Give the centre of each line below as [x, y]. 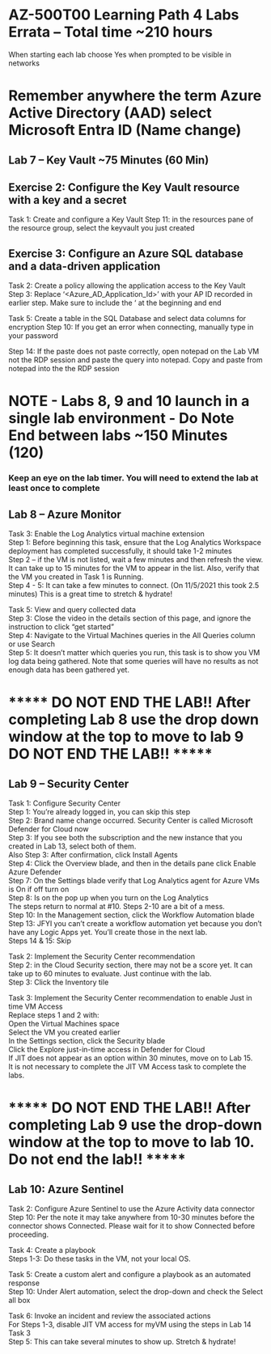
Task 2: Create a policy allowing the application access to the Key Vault [127, 286]
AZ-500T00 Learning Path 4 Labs [124, 15]
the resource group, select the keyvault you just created [102, 228]
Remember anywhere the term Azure [135, 96]
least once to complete [54, 489]
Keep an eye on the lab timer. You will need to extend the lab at [133, 478]
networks [24, 63]
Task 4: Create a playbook [52, 1250]
